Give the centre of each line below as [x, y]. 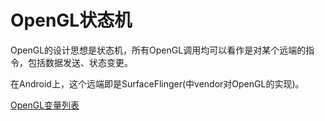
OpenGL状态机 [71, 20]
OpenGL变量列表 [45, 105]
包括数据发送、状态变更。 [80, 62]
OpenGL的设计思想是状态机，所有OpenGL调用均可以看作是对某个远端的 [158, 50]
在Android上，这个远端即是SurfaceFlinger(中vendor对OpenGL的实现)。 [157, 83]
